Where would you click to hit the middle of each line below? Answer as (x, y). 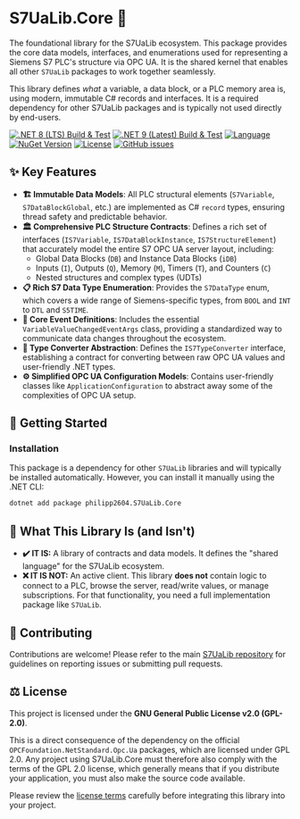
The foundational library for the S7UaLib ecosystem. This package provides (148, 43)
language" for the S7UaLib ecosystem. (93, 566)
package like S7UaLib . (62, 605)
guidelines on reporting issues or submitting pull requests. (116, 664)
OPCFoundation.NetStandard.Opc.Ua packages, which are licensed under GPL (150, 749)
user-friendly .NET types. (69, 366)
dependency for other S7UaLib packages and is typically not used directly (146, 107)
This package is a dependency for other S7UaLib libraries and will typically (146, 468)
